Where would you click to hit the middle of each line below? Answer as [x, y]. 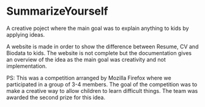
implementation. [27, 66]
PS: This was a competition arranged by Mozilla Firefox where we [89, 78]
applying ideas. [26, 34]
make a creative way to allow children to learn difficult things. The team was [102, 90]
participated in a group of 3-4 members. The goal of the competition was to [102, 84]
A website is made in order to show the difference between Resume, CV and [102, 46]
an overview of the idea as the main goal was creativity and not [86, 59]
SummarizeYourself [57, 11]
